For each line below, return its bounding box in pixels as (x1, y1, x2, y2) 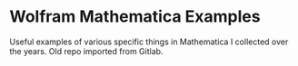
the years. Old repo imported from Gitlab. (9, 45, 164, 56)
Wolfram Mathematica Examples (9, 6, 261, 27)
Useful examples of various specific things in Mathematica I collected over (9, 36, 289, 47)
